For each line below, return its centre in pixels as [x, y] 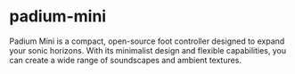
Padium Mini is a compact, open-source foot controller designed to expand [147, 41]
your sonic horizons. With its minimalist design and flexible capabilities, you [148, 50]
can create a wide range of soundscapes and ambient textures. [126, 60]
